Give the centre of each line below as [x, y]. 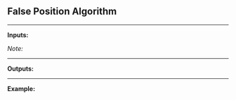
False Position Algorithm [62, 12]
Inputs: [18, 35]
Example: [21, 88]
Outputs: [20, 69]
